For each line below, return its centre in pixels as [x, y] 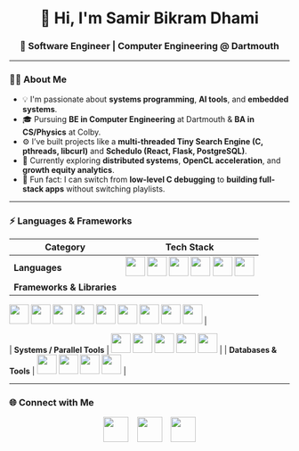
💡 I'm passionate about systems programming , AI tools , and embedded [155, 99]
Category [65, 247]
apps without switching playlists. [105, 189]
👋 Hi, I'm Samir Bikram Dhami [149, 18]
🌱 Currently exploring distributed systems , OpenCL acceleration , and [151, 160]
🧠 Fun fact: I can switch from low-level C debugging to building [140, 179]
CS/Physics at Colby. [61, 132]
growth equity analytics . [68, 169]
